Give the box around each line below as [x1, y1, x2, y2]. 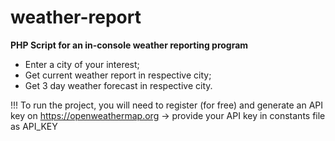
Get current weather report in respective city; [24, 69, 212, 81]
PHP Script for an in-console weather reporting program [10, 39, 249, 51]
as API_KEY [10, 120, 58, 132]
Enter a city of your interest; [24, 58, 140, 70]
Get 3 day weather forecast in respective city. [24, 79, 213, 91]
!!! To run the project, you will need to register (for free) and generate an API [10, 99, 323, 111]
